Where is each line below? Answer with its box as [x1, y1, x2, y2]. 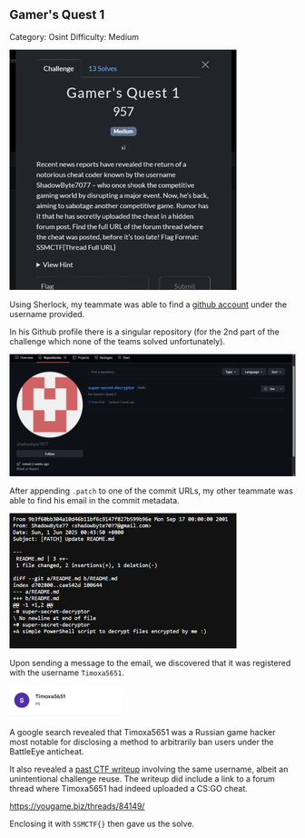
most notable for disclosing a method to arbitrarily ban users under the [9, 736, 274, 747]
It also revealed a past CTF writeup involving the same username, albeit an [9, 763, 289, 774]
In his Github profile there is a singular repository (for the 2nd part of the [9, 326, 280, 337]
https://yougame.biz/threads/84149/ [9, 800, 145, 812]
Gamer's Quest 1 [9, 7, 105, 23]
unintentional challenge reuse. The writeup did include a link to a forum [9, 773, 275, 784]
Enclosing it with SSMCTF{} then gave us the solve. [9, 818, 195, 829]
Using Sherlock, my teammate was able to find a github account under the [9, 299, 288, 310]
